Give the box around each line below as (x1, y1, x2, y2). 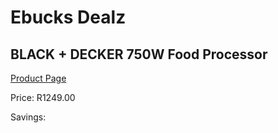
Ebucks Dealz (10, 6, 127, 29)
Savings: (10, 111, 47, 123)
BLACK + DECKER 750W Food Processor (10, 46, 268, 63)
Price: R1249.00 (10, 92, 76, 103)
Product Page (10, 72, 67, 84)
